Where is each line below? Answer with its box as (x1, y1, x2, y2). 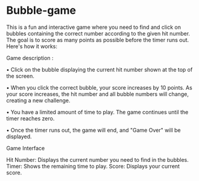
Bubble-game (6, 4, 77, 17)
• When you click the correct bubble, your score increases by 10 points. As (6, 84, 193, 91)
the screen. (6, 72, 35, 79)
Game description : (6, 54, 54, 61)
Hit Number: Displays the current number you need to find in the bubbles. (6, 156, 189, 163)
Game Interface (6, 144, 45, 152)
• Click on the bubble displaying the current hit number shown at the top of (6, 66, 193, 73)
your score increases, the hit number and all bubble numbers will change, (6, 90, 189, 97)
